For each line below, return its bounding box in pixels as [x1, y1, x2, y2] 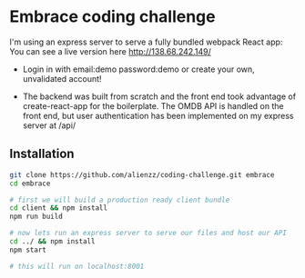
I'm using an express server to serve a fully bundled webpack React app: [9, 36, 283, 47]
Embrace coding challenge [9, 6, 216, 27]
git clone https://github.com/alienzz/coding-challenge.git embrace [9, 170, 275, 179]
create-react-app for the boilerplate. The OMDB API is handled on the [22, 100, 284, 111]
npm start [9, 245, 47, 254]
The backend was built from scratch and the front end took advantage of [22, 91, 297, 102]
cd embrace [9, 179, 51, 188]
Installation [9, 146, 75, 162]
